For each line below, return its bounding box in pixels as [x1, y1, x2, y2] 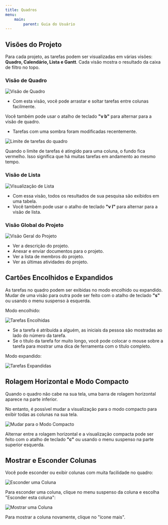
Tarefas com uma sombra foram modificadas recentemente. [12, 128, 137, 134]
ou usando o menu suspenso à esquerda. [5, 298, 92, 304]
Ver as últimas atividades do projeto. [12, 259, 89, 265]
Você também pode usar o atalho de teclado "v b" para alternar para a [5, 113, 152, 119]
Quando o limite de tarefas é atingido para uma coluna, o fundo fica [5, 148, 145, 154]
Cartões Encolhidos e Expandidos [5, 273, 113, 282]
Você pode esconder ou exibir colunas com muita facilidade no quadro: [5, 469, 153, 475]
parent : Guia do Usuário [23, 21, 75, 27]
